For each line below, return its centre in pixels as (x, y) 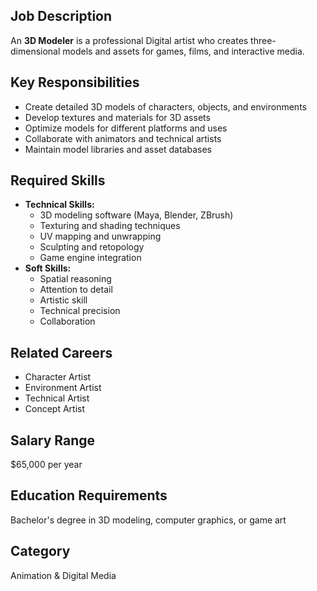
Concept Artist (55, 409)
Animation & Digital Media (63, 575)
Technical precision (80, 311)
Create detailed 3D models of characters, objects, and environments (165, 106)
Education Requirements (89, 495)
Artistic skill (63, 300)
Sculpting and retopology (92, 247)
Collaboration (67, 321)
